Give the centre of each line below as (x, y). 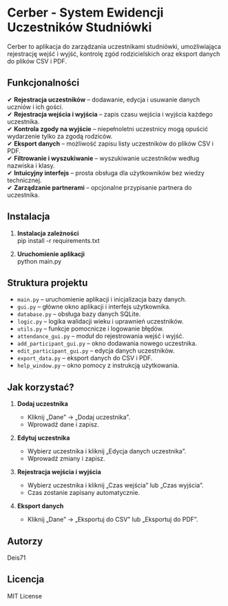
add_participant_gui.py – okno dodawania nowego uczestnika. (107, 344)
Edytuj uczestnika (43, 438)
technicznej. (24, 180)
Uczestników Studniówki (80, 27)
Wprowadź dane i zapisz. (63, 424)
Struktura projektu (48, 283)
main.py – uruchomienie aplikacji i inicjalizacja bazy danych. (102, 300)
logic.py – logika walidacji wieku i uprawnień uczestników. (100, 322)
